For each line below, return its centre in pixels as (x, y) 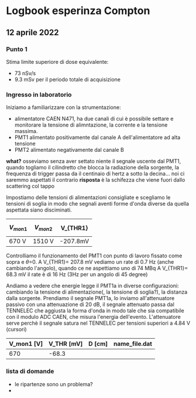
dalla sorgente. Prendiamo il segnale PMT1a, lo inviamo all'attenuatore (90, 298)
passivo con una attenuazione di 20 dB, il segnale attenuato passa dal (90, 305)
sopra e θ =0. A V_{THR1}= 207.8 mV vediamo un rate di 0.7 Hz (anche (90, 262)
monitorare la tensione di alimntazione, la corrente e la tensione (91, 125)
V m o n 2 (43, 228)
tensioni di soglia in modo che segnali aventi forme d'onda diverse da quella (97, 204)
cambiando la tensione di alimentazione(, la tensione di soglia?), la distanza (97, 292)
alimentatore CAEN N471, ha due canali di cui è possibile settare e (94, 119)
